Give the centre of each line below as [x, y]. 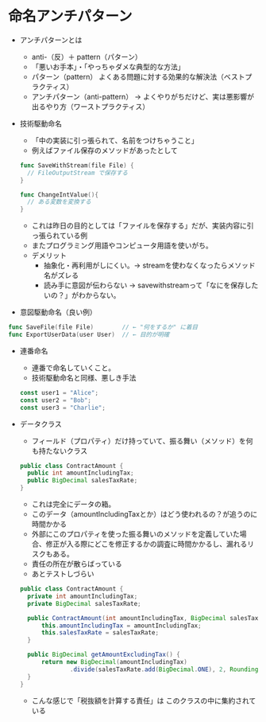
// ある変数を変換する [59, 202]
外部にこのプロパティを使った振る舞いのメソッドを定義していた [136, 534]
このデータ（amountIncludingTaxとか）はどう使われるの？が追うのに [145, 514]
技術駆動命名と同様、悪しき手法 [84, 377]
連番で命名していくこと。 [73, 368]
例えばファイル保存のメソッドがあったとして [105, 150]
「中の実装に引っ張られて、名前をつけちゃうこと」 [115, 140]
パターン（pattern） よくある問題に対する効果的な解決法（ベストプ [142, 76]
